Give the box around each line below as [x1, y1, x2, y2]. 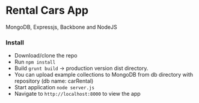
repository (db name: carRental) [14, 77, 94, 84]
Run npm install [14, 58, 56, 66]
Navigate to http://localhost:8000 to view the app [14, 90, 141, 98]
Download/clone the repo [14, 52, 78, 59]
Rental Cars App [5, 4, 88, 17]
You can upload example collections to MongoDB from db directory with [14, 71, 194, 78]
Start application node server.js [14, 84, 94, 91]
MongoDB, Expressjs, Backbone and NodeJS [5, 23, 118, 31]
